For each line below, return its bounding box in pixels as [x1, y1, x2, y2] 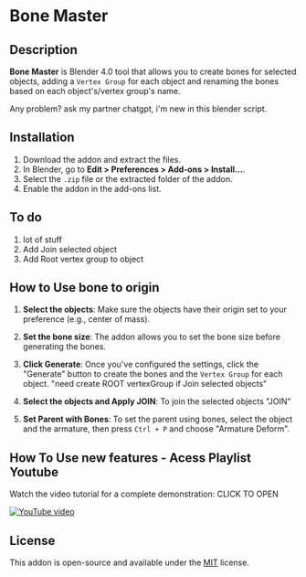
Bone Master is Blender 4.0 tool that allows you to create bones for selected [9, 66, 297, 77]
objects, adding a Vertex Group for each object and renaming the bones [9, 76, 280, 87]
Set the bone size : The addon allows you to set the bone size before [22, 331, 281, 343]
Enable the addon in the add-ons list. [22, 183, 162, 194]
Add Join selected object [22, 243, 117, 254]
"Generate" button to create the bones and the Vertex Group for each [22, 369, 283, 379]
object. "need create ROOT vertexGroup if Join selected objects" [22, 379, 268, 390]
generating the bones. [22, 341, 107, 352]
